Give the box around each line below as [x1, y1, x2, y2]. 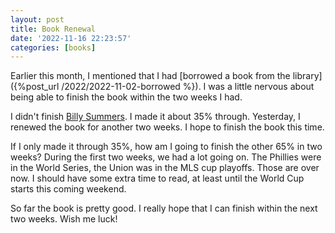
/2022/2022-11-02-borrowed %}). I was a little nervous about [61, 81, 315, 93]
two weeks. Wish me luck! [10, 213, 118, 225]
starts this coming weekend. [10, 183, 127, 195]
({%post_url [10, 81, 60, 93]
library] [292, 70, 323, 82]
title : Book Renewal [10, 24, 97, 34]
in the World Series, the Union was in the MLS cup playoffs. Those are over [10, 162, 320, 174]
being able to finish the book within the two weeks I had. [10, 91, 243, 103]
